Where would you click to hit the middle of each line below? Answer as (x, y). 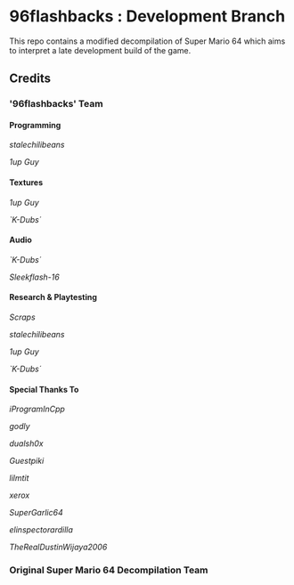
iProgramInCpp (37, 409)
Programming (35, 125)
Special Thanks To (44, 389)
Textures (26, 183)
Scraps (22, 317)
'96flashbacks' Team (57, 104)
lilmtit (19, 478)
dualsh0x (26, 443)
